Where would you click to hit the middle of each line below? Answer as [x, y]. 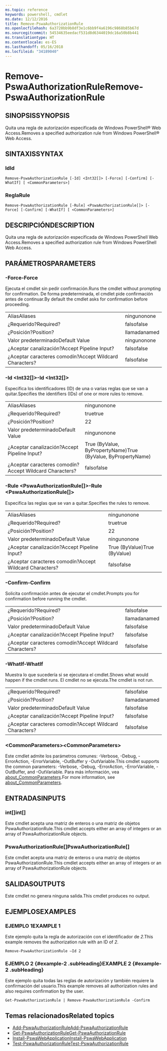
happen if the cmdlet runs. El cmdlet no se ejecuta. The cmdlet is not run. [80, 680]
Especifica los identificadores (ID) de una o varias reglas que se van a [77, 389]
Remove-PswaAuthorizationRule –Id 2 [43, 951]
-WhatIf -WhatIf [24, 664]
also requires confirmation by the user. [45, 991]
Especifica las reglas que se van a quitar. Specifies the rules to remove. [78, 503]
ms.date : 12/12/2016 [27, 19]
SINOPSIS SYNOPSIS [38, 116]
